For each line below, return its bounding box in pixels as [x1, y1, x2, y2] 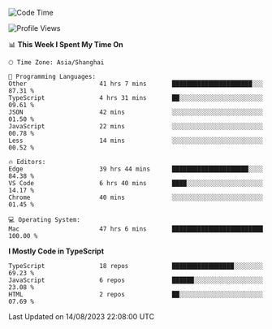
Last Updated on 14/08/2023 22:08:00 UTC [8, 312, 155, 321]
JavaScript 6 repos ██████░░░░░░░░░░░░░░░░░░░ [8, 276, 264, 284]
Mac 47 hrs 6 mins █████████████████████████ [8, 225, 264, 233]
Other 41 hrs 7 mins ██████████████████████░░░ [8, 80, 264, 88]
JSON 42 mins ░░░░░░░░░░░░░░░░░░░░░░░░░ [8, 108, 264, 116]
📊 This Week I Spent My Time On [8, 40, 123, 49]
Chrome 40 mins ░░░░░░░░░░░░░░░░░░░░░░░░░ [8, 193, 264, 201]
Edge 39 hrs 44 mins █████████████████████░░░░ [8, 165, 264, 173]
